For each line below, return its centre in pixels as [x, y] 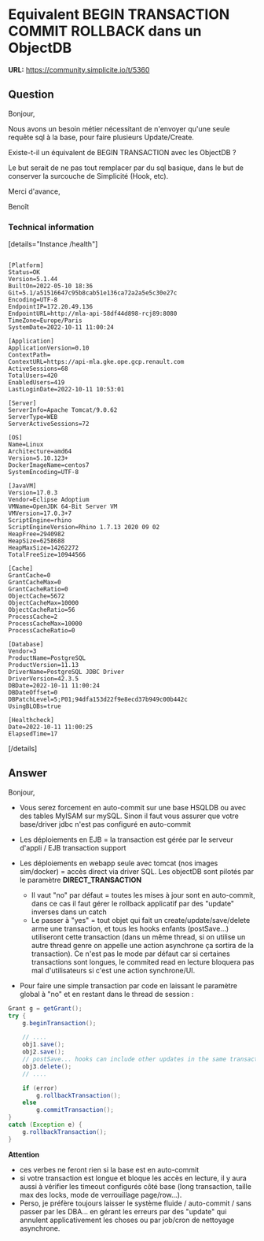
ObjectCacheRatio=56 [42, 610]
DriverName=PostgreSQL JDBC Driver [66, 672]
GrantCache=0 [29, 576]
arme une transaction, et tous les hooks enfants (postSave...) [130, 928]
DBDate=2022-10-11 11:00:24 [54, 686]
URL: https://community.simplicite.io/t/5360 [79, 69]
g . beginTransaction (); [59, 1023]
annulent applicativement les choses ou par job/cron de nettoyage [127, 1220]
